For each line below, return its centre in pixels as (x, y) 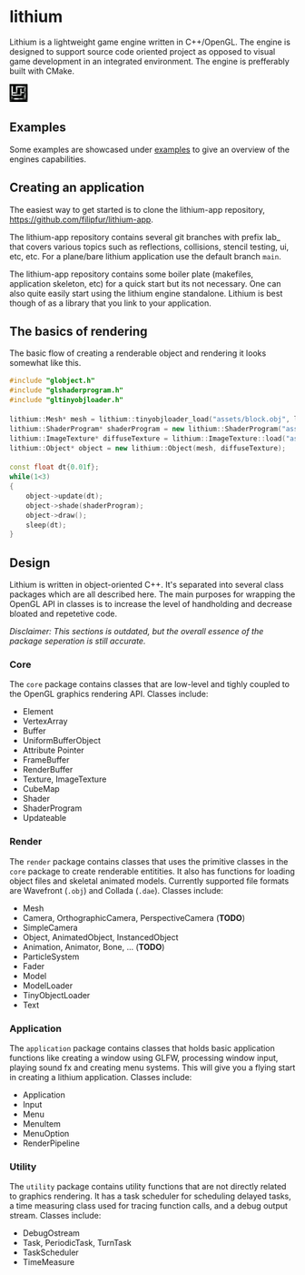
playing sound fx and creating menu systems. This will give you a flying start (152, 1068)
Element (38, 712)
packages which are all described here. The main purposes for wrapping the (152, 594)
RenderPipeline (51, 1143)
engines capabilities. (48, 159)
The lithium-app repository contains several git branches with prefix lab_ (145, 237)
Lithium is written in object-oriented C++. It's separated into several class (147, 585)
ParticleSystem (51, 956)
